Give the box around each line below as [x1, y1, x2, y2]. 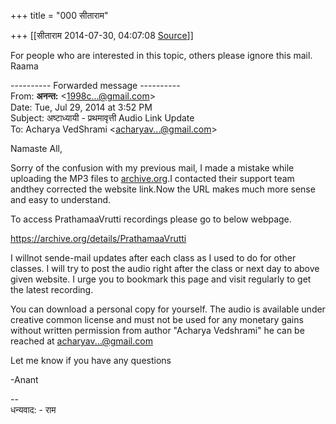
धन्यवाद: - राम [10, 404, 57, 415]
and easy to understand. [10, 194, 112, 205]
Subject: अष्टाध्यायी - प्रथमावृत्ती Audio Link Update [10, 112, 195, 124]
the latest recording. [10, 284, 94, 295]
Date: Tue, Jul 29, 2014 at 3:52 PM [10, 101, 153, 113]
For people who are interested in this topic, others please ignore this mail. [10, 50, 313, 61]
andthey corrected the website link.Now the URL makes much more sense [10, 183, 316, 195]
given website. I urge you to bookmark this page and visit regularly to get [10, 273, 312, 285]
